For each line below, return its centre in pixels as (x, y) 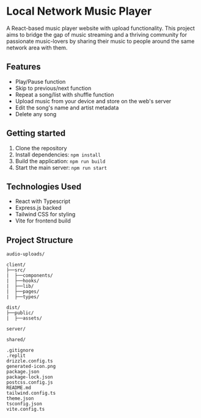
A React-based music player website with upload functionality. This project (101, 28)
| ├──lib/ (20, 286)
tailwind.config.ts (31, 393)
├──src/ (16, 270)
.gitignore (20, 350)
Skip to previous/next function (53, 88)
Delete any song (36, 114)
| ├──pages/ (23, 291)
